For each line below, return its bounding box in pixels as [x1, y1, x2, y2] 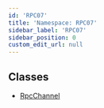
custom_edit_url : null [8, 41, 83, 49]
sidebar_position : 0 [8, 33, 77, 42]
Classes [8, 70, 49, 84]
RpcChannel [19, 91, 60, 100]
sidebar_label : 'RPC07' [8, 26, 87, 34]
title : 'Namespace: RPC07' [8, 19, 98, 27]
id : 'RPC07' [8, 11, 48, 20]
